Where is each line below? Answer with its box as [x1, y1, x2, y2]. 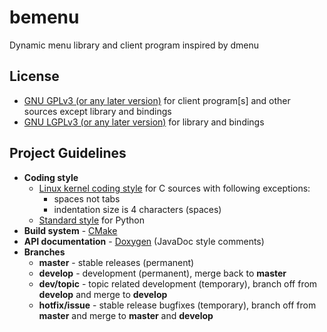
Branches [23, 246, 66, 258]
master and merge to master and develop [38, 309, 214, 321]
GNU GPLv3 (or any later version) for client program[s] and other [23, 94, 291, 106]
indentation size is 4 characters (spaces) [53, 203, 222, 215]
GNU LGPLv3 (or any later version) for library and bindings [23, 116, 265, 128]
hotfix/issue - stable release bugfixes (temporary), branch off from [38, 299, 317, 311]
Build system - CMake [23, 224, 118, 236]
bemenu [9, 6, 80, 29]
